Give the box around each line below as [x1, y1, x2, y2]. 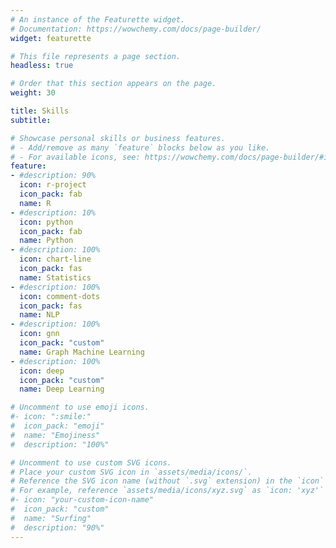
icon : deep [19, 366, 65, 376]
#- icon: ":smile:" [10, 412, 92, 422]
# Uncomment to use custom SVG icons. [10, 457, 172, 468]
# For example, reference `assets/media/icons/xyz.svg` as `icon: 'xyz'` [10, 486, 325, 496]
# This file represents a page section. [10, 51, 182, 61]
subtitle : [10, 115, 52, 125]
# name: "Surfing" [10, 513, 92, 523]
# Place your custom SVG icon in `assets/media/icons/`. [10, 467, 253, 477]
